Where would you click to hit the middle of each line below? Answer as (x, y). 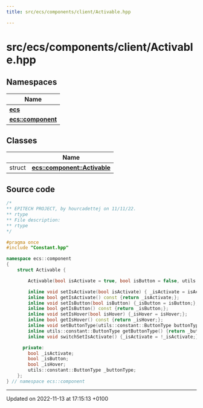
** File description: (34, 220)
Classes (22, 141)
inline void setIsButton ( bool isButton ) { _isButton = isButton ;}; (113, 303)
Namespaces (32, 82)
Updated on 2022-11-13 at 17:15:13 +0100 (57, 398)
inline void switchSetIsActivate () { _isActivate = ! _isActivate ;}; (114, 337)
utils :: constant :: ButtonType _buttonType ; (82, 370)
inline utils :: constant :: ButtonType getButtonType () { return (107, 331)
